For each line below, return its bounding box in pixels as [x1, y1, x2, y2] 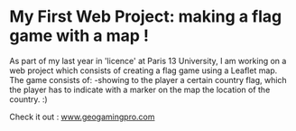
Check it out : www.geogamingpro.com [9, 111, 155, 122]
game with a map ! [9, 25, 150, 46]
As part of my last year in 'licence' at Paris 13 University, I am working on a [9, 55, 287, 66]
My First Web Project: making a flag [9, 6, 282, 27]
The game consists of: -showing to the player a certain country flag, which [9, 74, 287, 85]
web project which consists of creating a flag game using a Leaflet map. [9, 65, 278, 76]
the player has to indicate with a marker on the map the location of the [9, 84, 271, 95]
